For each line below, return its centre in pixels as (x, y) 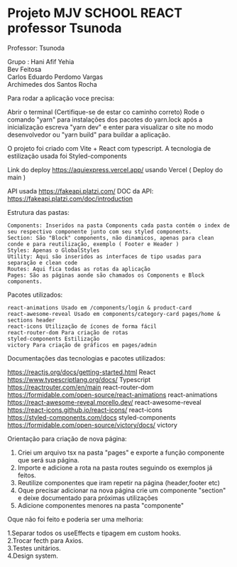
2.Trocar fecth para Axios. (45, 540)
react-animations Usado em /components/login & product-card (100, 307)
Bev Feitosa (24, 69)
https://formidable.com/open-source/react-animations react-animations (112, 394)
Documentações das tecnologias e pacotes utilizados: (86, 358)
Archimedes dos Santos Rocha (52, 84)
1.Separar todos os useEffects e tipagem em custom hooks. (94, 533)
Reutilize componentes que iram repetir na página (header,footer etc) (118, 482)
